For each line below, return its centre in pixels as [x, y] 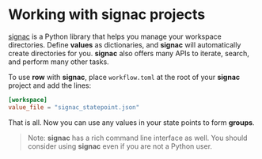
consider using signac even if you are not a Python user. [120, 146]
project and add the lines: [50, 85]
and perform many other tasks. [59, 62]
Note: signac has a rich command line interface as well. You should [137, 138]
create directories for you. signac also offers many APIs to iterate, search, [129, 53]
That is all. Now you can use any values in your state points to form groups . [131, 122]
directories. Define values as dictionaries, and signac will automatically [125, 44]
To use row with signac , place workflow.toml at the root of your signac [124, 77]
